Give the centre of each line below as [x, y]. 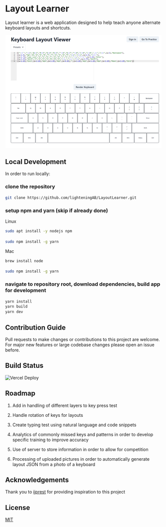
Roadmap [20, 394]
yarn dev [14, 312]
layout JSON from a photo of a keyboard [54, 464]
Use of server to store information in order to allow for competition [80, 449]
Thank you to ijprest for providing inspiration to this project [65, 492]
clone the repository [30, 186]
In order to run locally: [28, 174]
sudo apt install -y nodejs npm [39, 231]
